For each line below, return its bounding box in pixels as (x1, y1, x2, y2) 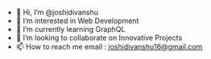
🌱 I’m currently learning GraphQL (15, 25, 126, 33)
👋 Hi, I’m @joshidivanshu (15, 8, 99, 17)
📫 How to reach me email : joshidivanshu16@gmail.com (15, 42, 203, 51)
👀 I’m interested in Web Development (15, 16, 139, 26)
